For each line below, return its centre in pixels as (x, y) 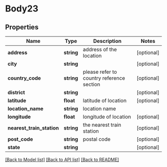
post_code (20, 139)
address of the (100, 49)
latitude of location (105, 100)
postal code (97, 139)
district (16, 92)
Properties (22, 27)
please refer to (100, 72)
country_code (24, 78)
